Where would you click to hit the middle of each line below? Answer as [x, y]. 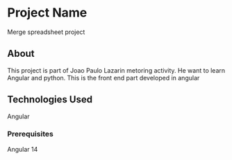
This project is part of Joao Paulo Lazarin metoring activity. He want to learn [116, 70]
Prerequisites [30, 134]
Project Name [47, 13]
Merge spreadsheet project [46, 32]
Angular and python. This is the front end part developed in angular [103, 78]
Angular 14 [23, 149]
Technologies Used [50, 99]
